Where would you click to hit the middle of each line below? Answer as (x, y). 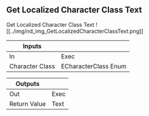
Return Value (28, 104)
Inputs (32, 46)
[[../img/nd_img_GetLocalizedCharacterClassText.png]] (75, 31)
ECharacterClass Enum (94, 66)
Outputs (28, 83)
